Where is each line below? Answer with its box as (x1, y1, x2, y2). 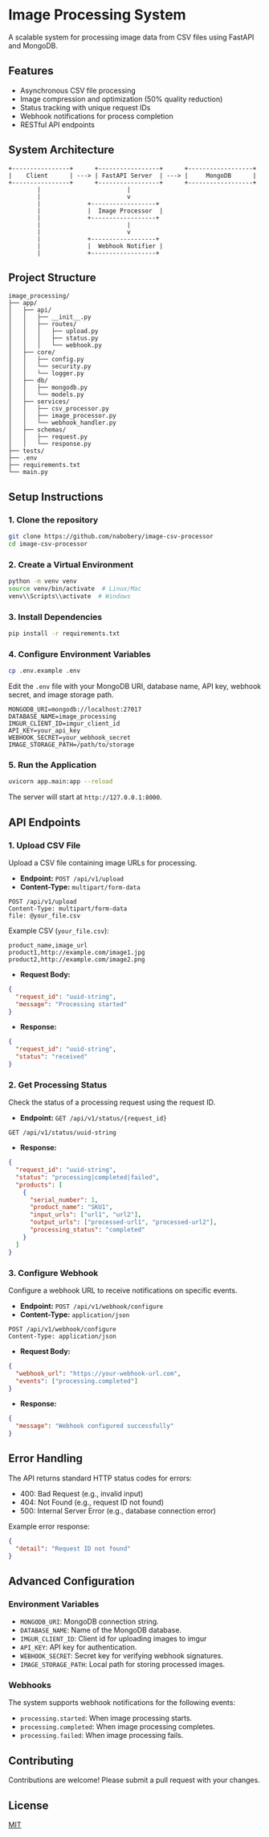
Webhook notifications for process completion (19, 111, 174, 121)
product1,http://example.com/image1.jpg (8, 948, 146, 956)
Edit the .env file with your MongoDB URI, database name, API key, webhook (8, 682, 262, 691)
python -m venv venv (8, 577, 78, 585)
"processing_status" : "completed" (29, 1226, 146, 1234)
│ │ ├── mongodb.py (8, 384, 88, 392)
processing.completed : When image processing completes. (19, 1722, 215, 1732)
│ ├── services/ (8, 398, 70, 406)
